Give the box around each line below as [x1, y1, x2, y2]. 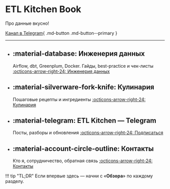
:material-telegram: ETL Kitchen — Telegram [12, 116, 157, 125]
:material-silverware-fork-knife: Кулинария [12, 83, 154, 91]
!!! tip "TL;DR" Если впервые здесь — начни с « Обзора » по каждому [5, 173, 153, 179]
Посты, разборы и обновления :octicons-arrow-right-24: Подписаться [12, 130, 163, 136]
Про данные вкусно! [5, 20, 50, 26]
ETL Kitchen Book [5, 4, 81, 15]
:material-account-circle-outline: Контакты [12, 144, 154, 153]
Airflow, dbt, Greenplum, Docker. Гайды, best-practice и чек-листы [12, 63, 154, 69]
